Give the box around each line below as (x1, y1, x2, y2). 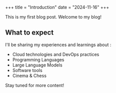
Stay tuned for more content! (5, 82, 65, 88)
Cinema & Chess (12, 72, 47, 78)
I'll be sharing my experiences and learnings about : (5, 41, 112, 47)
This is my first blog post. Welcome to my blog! (5, 14, 102, 19)
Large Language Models (12, 62, 63, 68)
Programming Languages (12, 56, 65, 62)
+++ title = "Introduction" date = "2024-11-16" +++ (5, 4, 110, 10)
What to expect (5, 28, 54, 37)
